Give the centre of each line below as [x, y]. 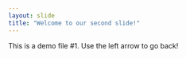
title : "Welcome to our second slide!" [74, 23]
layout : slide [32, 15]
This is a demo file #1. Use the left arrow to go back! [93, 45]
